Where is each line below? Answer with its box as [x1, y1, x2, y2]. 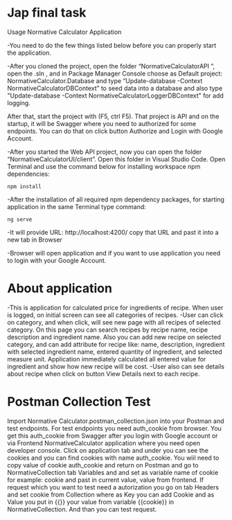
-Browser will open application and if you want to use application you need [7, 249, 220, 257]
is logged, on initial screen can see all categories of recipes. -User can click [7, 310, 224, 319]
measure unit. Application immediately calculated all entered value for [7, 355, 206, 363]
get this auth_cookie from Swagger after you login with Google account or [7, 431, 218, 440]
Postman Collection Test [7, 394, 151, 410]
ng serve [7, 216, 33, 223]
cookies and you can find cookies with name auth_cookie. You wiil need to [7, 454, 220, 462]
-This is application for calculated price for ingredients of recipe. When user [7, 303, 224, 312]
